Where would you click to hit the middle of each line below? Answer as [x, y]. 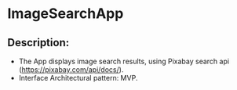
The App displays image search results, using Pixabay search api [124, 61]
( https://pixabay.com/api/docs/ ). [71, 70]
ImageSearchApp [66, 14]
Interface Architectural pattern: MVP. [78, 78]
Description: [38, 43]
